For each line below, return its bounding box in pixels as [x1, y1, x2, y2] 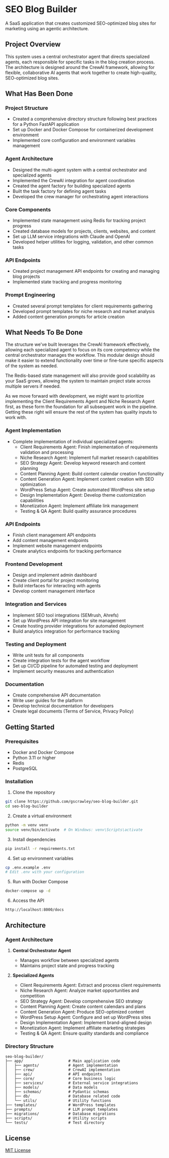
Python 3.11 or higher [12, 754, 56, 760]
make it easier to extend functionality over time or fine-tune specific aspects [5, 357, 163, 363]
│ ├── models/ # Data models [5, 1085, 98, 1090]
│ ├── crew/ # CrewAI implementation [5, 1067, 121, 1072]
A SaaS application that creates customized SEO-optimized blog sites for [5, 20, 156, 26]
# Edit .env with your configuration [5, 870, 84, 875]
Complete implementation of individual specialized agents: [12, 438, 134, 444]
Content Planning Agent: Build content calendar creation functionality [20, 471, 164, 477]
